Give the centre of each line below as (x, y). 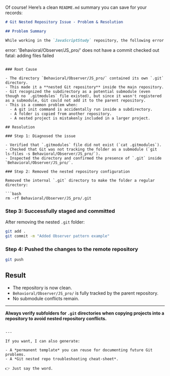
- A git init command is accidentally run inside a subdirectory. (81, 109)
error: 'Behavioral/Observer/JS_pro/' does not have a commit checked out (82, 50)
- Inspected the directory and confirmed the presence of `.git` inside (83, 158)
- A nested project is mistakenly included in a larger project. (80, 118)
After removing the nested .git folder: (45, 222)
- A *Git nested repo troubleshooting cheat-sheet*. (62, 359)
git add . (16, 231)
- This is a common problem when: (42, 105)
